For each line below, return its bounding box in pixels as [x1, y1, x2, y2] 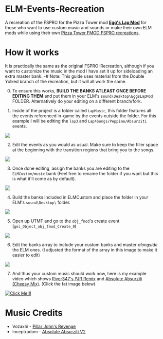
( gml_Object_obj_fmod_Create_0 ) [12, 223, 77, 229]
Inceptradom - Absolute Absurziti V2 [12, 328, 86, 334]
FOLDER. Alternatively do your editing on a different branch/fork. [12, 98, 142, 104]
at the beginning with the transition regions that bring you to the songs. [12, 147, 155, 153]
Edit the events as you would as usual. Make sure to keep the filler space [12, 142, 158, 147]
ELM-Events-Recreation [5, 3, 105, 15]
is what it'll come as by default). [12, 176, 76, 181]
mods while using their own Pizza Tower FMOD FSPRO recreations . [5, 30, 140, 36]
